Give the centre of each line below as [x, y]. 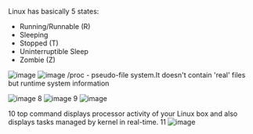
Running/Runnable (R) [55, 26]
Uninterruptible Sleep [54, 51]
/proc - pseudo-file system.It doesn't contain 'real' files [156, 75]
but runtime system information [59, 83]
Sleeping [34, 35]
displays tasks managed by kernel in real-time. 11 [87, 122]
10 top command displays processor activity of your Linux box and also [123, 114]
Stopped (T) [39, 43]
